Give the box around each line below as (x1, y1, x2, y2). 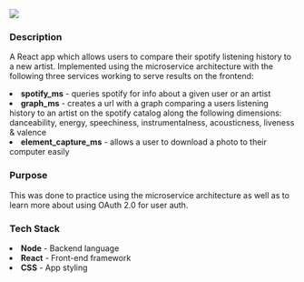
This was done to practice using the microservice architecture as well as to (9, 189, 290, 200)
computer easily (9, 146, 70, 157)
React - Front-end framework (21, 252, 132, 263)
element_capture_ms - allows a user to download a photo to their (21, 136, 268, 147)
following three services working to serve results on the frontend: (9, 71, 254, 82)
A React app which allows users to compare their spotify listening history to (9, 51, 292, 63)
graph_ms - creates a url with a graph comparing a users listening (21, 98, 270, 109)
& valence (9, 127, 47, 138)
